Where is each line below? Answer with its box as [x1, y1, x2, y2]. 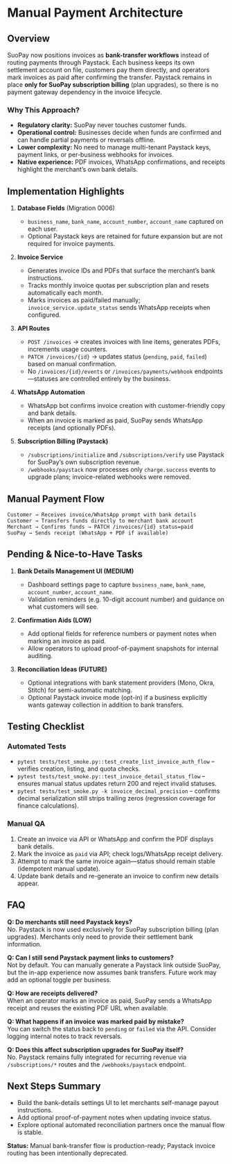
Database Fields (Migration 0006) [17, 204, 116, 213]
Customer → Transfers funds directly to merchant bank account [7, 517, 194, 524]
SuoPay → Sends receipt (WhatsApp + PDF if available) [7, 530, 169, 536]
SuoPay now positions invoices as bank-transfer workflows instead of [7, 51, 210, 59]
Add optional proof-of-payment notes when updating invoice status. [17, 1113, 212, 1122]
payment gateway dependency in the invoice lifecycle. [7, 88, 163, 96]
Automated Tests [7, 741, 67, 751]
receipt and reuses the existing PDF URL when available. [7, 1003, 168, 1012]
